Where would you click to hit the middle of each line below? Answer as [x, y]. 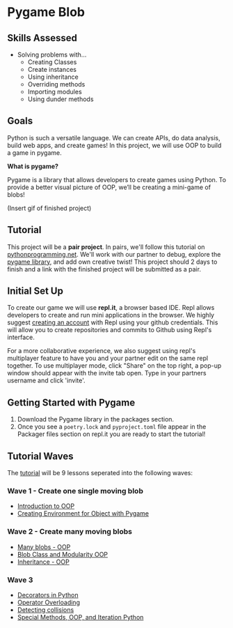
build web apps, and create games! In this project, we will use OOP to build [114, 145]
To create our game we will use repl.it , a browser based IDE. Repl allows [111, 308]
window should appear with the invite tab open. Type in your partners [107, 373]
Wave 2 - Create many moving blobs [70, 532]
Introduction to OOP [46, 506]
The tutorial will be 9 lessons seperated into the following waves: [100, 473]
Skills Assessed [42, 38]
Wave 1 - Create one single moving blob [75, 491]
